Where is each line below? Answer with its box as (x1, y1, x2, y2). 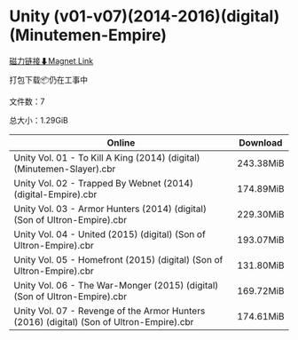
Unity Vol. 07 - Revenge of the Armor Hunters (13, 304, 206, 317)
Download (239, 136, 283, 148)
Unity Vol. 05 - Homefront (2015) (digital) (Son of (13, 253, 223, 265)
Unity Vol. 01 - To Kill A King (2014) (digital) (13, 151, 201, 163)
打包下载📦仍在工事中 (9, 74, 89, 85)
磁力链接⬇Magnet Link (9, 55, 94, 66)
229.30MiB (237, 208, 285, 220)
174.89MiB (237, 182, 285, 194)
